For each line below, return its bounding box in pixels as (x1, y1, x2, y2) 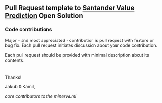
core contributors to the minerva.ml (5, 93, 77, 99)
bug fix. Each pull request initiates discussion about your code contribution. (5, 42, 158, 48)
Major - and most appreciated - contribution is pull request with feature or (5, 37, 154, 43)
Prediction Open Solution (5, 12, 83, 20)
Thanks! (5, 74, 22, 80)
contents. (5, 57, 24, 63)
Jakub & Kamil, (5, 83, 35, 89)
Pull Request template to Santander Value (5, 4, 135, 12)
